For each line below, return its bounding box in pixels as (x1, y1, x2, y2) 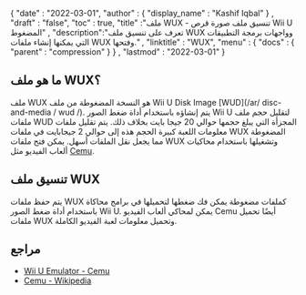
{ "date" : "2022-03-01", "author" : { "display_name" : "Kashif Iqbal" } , (10, 8, 274, 18)
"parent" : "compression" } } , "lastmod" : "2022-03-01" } (10, 46, 226, 57)
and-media (10, 107, 52, 117)
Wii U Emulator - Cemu (23, 266, 110, 277)
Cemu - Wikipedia (23, 275, 92, 286)
